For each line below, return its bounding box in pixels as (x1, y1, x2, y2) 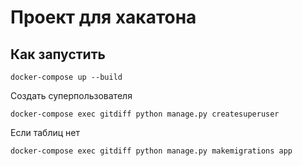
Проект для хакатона (10, 6, 197, 29)
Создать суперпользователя (10, 90, 133, 101)
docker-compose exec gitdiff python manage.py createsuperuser (10, 109, 280, 119)
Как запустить (10, 46, 106, 63)
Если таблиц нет (10, 127, 80, 138)
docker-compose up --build (10, 72, 123, 82)
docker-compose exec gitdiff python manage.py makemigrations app (10, 146, 293, 156)
